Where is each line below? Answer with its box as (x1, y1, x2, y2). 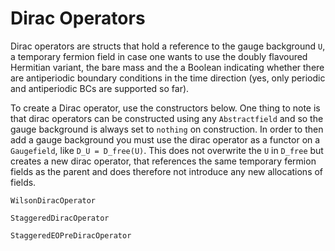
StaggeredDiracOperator (10, 213, 110, 223)
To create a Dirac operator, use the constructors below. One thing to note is (10, 102, 321, 114)
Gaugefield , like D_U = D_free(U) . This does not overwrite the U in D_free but (10, 144, 324, 156)
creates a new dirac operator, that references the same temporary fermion (10, 155, 317, 167)
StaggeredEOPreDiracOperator (10, 230, 132, 241)
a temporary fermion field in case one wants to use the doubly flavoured (10, 50, 308, 62)
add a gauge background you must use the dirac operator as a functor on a (10, 133, 321, 146)
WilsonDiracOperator (10, 195, 97, 206)
